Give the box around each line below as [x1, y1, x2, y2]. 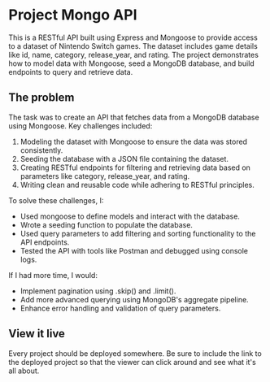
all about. [8, 366, 40, 375]
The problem [8, 91, 75, 105]
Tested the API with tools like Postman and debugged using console [20, 245, 248, 255]
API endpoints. [20, 237, 70, 247]
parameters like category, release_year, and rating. [20, 171, 190, 180]
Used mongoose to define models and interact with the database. [20, 211, 240, 221]
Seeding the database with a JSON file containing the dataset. [20, 154, 229, 163]
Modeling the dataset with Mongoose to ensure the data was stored [20, 137, 248, 146]
